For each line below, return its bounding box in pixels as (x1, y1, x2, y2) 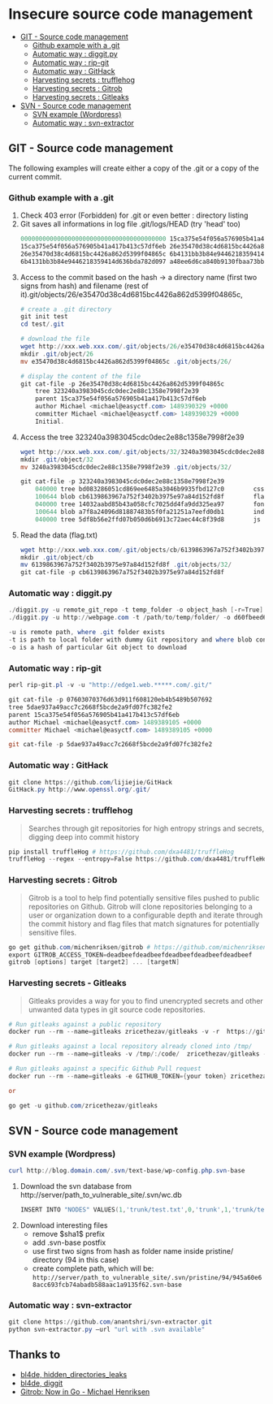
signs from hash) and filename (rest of (19, 281, 149, 291)
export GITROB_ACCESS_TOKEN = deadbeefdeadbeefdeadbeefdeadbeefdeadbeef (8, 951, 253, 959)
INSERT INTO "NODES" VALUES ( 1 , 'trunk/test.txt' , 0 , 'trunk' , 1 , (19, 1206, 232, 1214)
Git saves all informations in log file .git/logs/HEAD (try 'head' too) (19, 219, 241, 229)
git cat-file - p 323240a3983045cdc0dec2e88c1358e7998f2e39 (19, 477, 225, 486)
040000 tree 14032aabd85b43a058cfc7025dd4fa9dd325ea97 (35, 500, 225, 508)
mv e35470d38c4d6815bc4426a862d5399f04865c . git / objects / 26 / (19, 357, 232, 365)
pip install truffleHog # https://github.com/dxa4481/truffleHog (8, 848, 234, 856)
